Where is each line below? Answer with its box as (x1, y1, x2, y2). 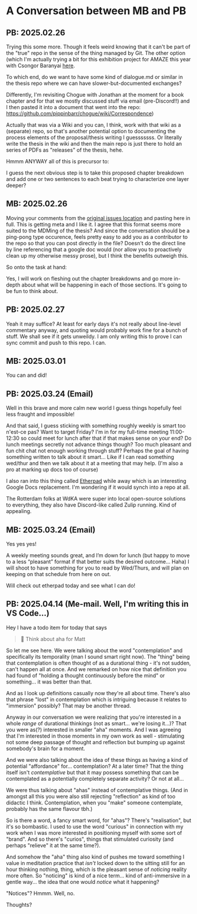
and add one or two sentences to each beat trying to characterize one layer (6, 176, 189, 182)
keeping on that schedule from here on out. (6, 571, 111, 578)
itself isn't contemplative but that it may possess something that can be (6, 768, 179, 776)
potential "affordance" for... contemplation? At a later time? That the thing (6, 762, 184, 770)
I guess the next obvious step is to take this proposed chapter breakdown (6, 169, 184, 176)
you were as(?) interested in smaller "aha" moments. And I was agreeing (6, 726, 181, 733)
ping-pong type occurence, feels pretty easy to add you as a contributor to (6, 233, 188, 240)
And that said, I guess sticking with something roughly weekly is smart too (6, 422, 186, 429)
